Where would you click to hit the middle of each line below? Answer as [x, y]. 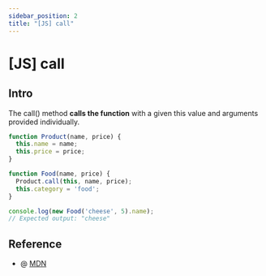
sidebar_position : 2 [43, 16]
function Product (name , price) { [65, 136]
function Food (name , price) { [60, 174]
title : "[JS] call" [41, 24]
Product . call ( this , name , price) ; [74, 181]
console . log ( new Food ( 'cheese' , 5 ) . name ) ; [81, 211]
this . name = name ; [47, 144]
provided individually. [44, 122]
